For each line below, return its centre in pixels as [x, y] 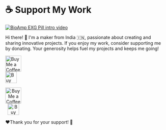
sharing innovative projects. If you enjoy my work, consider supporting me [83, 43]
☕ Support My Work [48, 10]
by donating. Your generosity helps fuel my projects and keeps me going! [82, 48]
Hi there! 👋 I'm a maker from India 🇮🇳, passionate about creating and [78, 37]
